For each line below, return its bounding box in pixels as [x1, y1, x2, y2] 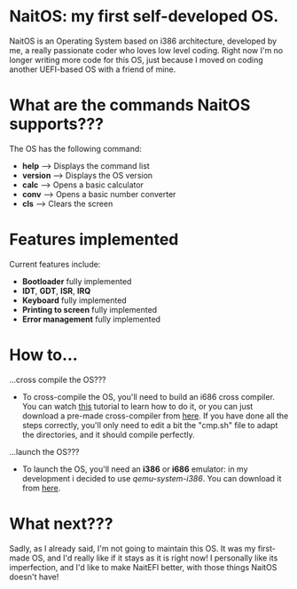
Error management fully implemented [21, 314, 161, 324]
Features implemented [9, 229, 179, 250]
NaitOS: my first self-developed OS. [9, 6, 279, 27]
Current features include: [9, 259, 101, 269]
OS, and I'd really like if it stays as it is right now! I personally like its [31, 553, 278, 563]
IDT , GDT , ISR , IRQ [21, 285, 91, 296]
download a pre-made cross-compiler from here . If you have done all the [21, 410, 289, 421]
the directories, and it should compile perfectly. [21, 429, 195, 440]
